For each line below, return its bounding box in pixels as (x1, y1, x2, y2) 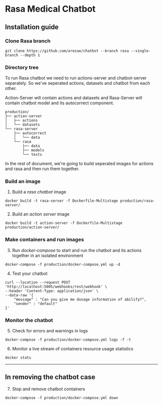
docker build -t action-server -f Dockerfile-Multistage (5, 221, 123, 226)
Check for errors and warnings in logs (12, 328, 88, 334)
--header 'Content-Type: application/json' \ (5, 289, 98, 293)
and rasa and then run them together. (5, 166, 80, 172)
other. (5, 85, 17, 91)
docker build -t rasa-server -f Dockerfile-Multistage (5, 198, 118, 203)
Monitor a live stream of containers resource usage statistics (12, 346, 133, 352)
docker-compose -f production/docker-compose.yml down (5, 395, 118, 400)
